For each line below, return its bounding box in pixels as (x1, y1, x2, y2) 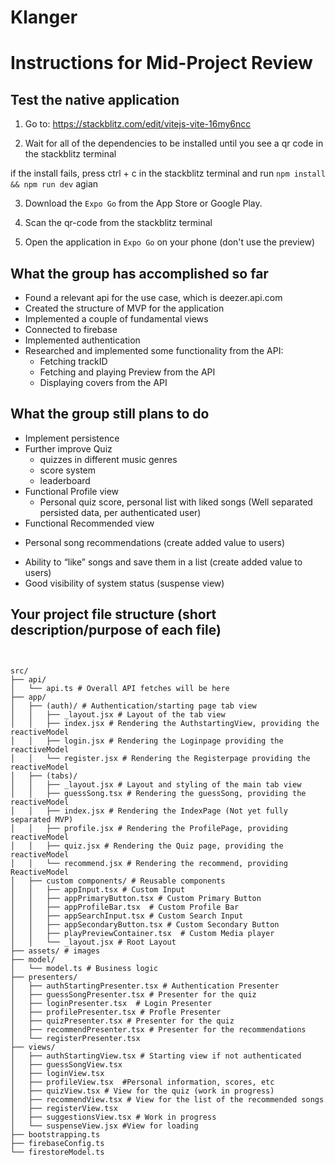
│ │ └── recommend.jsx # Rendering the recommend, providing (10, 858, 288, 868)
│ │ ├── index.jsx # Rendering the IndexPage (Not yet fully (10, 806, 288, 816)
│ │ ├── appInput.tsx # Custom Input (10, 884, 186, 895)
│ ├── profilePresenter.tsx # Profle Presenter (10, 1007, 222, 1017)
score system (39, 464, 97, 476)
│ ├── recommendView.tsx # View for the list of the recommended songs (10, 1094, 325, 1105)
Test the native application (10, 91, 180, 108)
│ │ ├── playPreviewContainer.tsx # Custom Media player (10, 928, 275, 938)
